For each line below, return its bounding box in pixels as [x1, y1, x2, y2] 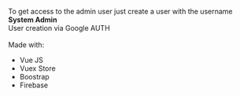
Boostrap [19, 72, 50, 81]
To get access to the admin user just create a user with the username [8, 7, 233, 16]
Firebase [19, 80, 49, 90]
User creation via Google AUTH [8, 24, 110, 32]
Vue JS [19, 55, 43, 65]
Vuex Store [19, 64, 57, 73]
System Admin [8, 15, 57, 24]
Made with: [8, 40, 45, 50]
